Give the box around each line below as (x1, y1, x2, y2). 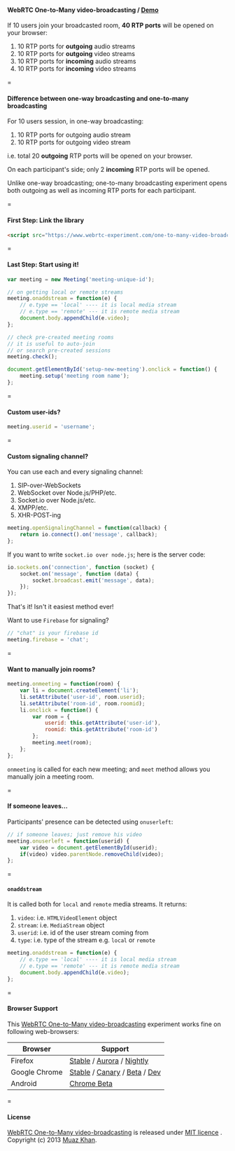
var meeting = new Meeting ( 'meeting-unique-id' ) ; (7, 275, 155, 283)
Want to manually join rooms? (7, 665, 96, 673)
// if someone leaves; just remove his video (7, 831, 142, 838)
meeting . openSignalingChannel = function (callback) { (7, 524, 168, 532)
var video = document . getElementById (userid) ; (20, 844, 158, 851)
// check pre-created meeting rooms (7, 334, 114, 341)
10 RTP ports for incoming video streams (17, 64, 136, 73)
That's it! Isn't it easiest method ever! (7, 603, 114, 611)
